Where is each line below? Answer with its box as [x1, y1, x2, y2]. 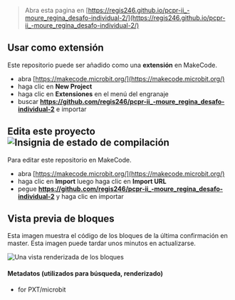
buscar [17, 97, 39, 105]
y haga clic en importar [56, 192, 124, 200]
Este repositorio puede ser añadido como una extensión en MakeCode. [7, 61, 218, 69]
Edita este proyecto [7, 125, 96, 138]
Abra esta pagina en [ [24, 6, 89, 14]
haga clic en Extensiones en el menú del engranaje [17, 89, 169, 98]
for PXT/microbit [17, 285, 66, 294]
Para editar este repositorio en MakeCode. [7, 155, 132, 164]
